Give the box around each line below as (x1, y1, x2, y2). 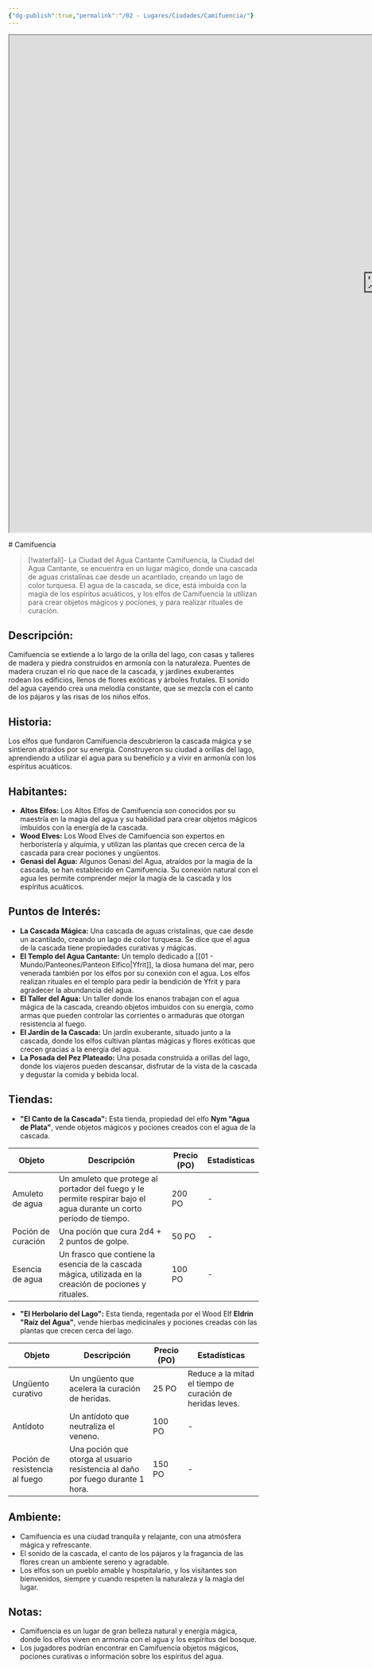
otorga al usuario (68, 1453, 133, 1465)
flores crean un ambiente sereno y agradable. (19, 1557, 169, 1566)
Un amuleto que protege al (58, 1173, 158, 1184)
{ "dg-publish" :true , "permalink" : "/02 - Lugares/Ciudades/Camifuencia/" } (8, 11, 254, 20)
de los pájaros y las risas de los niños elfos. (8, 692, 151, 702)
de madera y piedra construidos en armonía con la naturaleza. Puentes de (8, 658, 251, 668)
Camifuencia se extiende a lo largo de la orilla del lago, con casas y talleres (8, 650, 254, 659)
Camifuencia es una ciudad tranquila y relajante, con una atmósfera (19, 1531, 242, 1541)
